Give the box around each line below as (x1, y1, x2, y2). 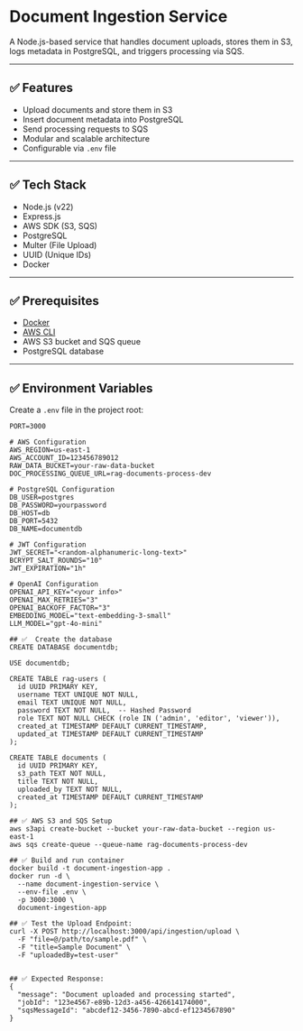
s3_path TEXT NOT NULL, (17, 769, 106, 778)
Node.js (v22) (22, 201, 74, 212)
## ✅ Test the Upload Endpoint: (9, 919, 133, 928)
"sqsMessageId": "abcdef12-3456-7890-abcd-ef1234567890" (17, 1006, 236, 1016)
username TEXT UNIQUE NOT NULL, (17, 690, 140, 700)
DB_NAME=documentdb (9, 525, 83, 534)
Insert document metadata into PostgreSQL (22, 114, 184, 124)
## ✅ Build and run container (9, 856, 124, 865)
